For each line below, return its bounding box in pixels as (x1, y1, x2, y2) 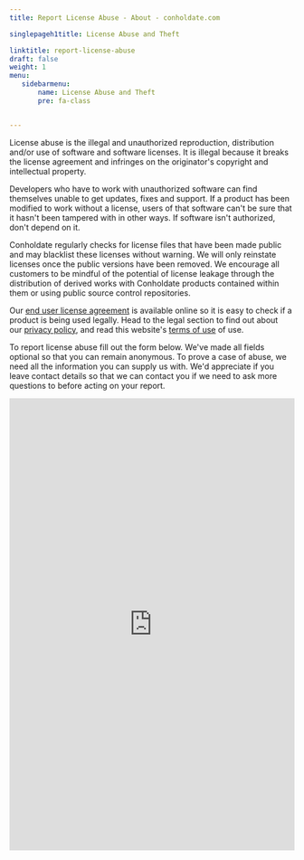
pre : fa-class (37, 96, 91, 105)
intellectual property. (9, 165, 87, 176)
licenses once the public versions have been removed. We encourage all (9, 259, 280, 269)
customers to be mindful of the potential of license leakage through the (9, 268, 275, 279)
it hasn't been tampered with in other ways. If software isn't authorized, (9, 212, 276, 222)
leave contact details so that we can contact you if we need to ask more (9, 370, 278, 381)
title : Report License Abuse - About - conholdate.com (9, 13, 221, 23)
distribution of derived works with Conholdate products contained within (9, 278, 280, 288)
